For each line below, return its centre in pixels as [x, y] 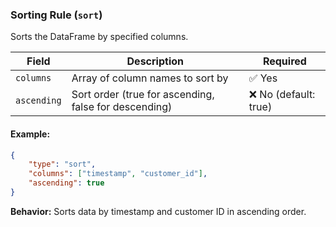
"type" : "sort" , [62, 164]
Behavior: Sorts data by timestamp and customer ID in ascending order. [158, 211]
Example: [30, 134]
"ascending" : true [66, 183]
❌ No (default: [282, 95]
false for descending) [122, 107]
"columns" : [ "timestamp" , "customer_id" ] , [118, 174]
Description [155, 61]
